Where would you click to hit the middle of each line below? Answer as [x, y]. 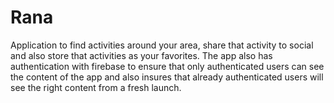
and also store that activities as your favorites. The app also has [141, 55]
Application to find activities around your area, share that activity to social [162, 45]
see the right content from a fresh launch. [96, 87]
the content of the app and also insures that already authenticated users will [167, 77]
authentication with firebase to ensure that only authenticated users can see [167, 66]
